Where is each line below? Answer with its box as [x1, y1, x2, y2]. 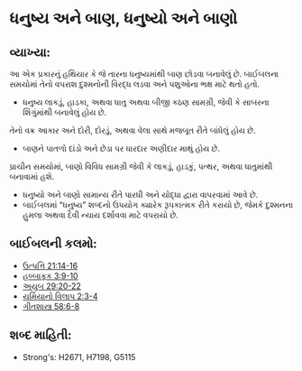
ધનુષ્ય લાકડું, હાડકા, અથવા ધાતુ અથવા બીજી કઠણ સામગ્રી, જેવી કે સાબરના [22, 97, 270, 107]
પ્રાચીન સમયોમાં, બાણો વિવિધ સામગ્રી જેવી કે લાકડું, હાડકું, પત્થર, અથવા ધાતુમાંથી [9, 162, 273, 172]
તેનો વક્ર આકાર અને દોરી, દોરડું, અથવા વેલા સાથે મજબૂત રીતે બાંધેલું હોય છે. [9, 125, 256, 135]
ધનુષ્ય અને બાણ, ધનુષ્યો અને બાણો [9, 8, 238, 29]
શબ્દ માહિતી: [9, 328, 72, 343]
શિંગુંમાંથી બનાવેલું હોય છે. [22, 107, 107, 117]
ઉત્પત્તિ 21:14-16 [22, 260, 78, 271]
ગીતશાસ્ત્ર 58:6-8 [22, 301, 80, 311]
